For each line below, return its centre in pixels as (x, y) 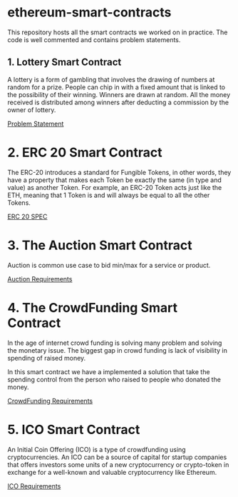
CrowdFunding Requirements (50, 401)
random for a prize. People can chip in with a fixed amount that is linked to (117, 87)
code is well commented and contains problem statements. (94, 39)
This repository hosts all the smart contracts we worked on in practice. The (118, 32)
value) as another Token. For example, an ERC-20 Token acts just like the (115, 187)
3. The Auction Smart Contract (100, 245)
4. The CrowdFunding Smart (93, 307)
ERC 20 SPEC (27, 216)
